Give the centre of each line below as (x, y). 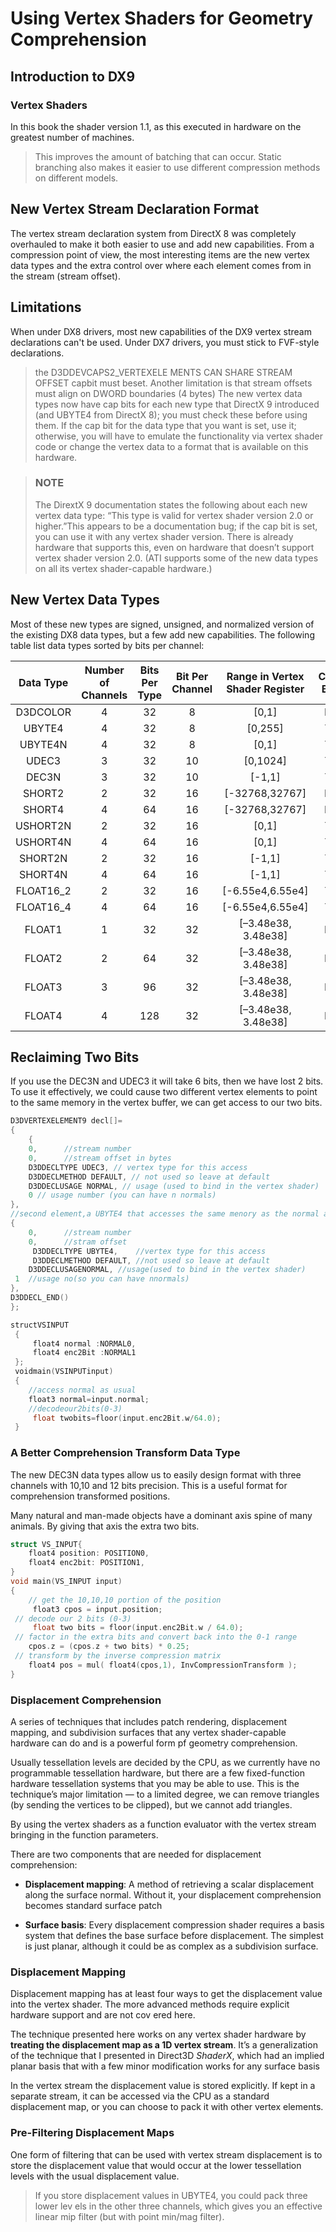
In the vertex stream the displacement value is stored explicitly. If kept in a (163, 2086)
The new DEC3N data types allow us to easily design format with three (156, 1474)
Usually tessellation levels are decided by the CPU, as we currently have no (165, 1763)
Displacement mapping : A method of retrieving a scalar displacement (169, 1884)
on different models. (76, 178)
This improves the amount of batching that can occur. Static (158, 156)
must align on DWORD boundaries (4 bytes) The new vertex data (168, 393)
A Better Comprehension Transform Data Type (125, 1453)
